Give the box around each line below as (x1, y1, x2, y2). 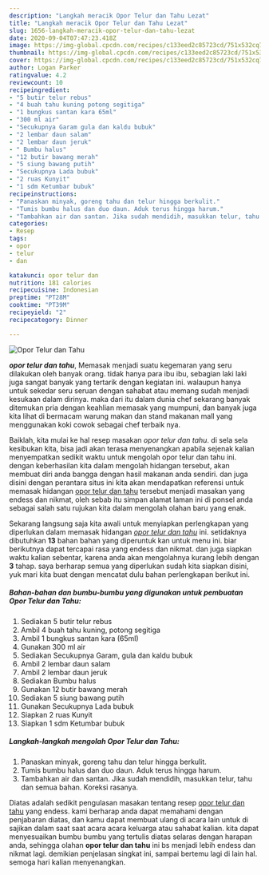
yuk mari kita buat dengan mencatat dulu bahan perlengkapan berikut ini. (9, 569, 251, 579)
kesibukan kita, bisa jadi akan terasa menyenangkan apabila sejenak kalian (9, 443, 255, 453)
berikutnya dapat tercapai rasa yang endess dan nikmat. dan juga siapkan (9, 544, 252, 554)
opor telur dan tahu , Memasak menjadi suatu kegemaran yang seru (9, 360, 232, 370)
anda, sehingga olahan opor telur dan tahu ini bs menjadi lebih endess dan (9, 840, 256, 849)
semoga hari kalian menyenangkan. (9, 857, 126, 867)
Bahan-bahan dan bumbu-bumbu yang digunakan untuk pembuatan (9, 588, 243, 598)
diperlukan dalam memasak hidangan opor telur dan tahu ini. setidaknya (9, 527, 247, 536)
